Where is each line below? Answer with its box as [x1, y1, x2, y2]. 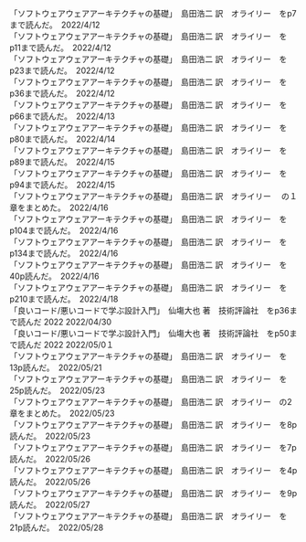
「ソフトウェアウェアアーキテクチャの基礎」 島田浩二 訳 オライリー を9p [9, 488, 298, 498]
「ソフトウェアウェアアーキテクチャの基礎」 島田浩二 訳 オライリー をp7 [9, 8, 297, 18]
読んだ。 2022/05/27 [9, 499, 90, 510]
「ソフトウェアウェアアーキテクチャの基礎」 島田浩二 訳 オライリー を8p [9, 420, 298, 430]
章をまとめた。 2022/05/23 [9, 408, 115, 419]
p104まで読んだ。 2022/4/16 [9, 225, 119, 236]
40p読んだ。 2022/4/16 [9, 271, 100, 282]
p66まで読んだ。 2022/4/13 [9, 111, 116, 122]
